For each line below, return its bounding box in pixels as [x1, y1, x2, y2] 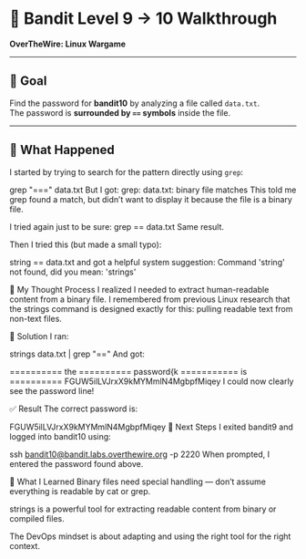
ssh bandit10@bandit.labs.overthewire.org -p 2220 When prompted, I [9, 449, 270, 460]
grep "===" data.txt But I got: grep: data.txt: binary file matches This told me [9, 184, 297, 195]
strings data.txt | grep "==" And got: [9, 348, 146, 359]
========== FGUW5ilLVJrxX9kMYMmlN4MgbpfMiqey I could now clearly [9, 376, 294, 387]
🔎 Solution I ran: [9, 330, 69, 341]
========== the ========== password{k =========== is [9, 366, 248, 377]
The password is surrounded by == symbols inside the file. [9, 107, 230, 118]
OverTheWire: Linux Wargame [9, 38, 126, 49]
